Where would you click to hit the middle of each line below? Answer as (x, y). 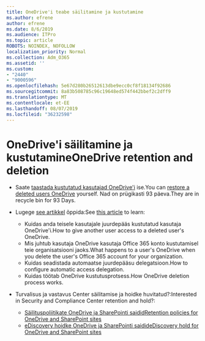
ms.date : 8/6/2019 (30, 29)
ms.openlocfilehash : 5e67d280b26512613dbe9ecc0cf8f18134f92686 (89, 86)
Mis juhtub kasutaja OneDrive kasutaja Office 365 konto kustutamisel (111, 244)
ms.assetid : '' (26, 63)
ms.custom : (20, 69)
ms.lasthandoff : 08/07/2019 (42, 108)
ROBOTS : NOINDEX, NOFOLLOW (41, 46)
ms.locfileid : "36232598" (39, 114)
